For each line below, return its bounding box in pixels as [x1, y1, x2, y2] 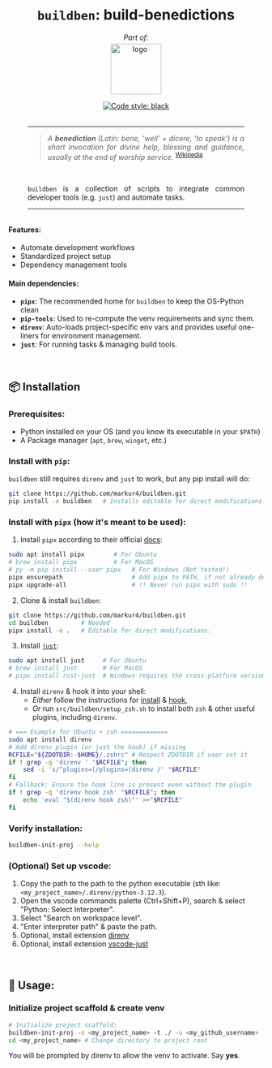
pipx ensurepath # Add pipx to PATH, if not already [8, 574, 255, 582]
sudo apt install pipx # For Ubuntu [8, 550, 158, 559]
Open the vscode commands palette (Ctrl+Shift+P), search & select [19, 896, 245, 906]
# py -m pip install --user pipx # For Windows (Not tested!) [8, 566, 230, 574]
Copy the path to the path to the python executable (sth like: [19, 879, 221, 889]
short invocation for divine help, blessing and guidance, [47, 142, 245, 152]
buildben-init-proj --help [8, 841, 100, 849]
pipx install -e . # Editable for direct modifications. [8, 627, 212, 635]
